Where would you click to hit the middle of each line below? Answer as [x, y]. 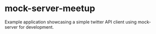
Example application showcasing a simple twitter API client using [71, 22]
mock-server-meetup [50, 8]
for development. [36, 27]
